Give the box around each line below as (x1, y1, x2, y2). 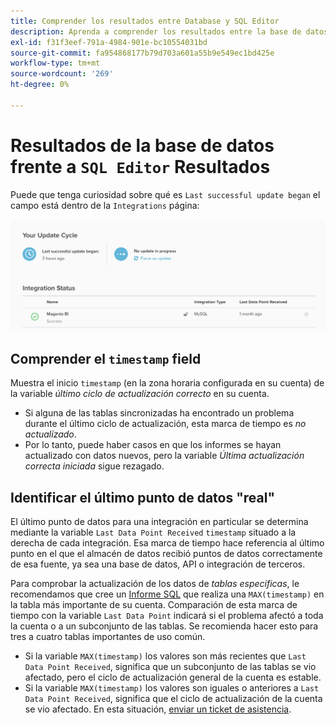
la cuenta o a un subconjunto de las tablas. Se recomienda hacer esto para (10, 620, 319, 632)
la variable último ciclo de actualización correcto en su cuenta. (10, 388, 270, 400)
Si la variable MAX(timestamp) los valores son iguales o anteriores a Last (24, 681, 320, 694)
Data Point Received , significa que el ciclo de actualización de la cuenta (24, 692, 323, 704)
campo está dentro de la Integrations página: (10, 199, 200, 211)
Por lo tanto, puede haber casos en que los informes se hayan (24, 439, 282, 451)
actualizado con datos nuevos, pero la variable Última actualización (24, 450, 305, 462)
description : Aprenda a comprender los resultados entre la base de (10, 26, 302, 37)
